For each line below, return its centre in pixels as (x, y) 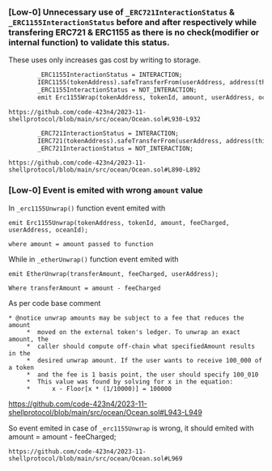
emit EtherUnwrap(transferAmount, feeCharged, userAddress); (114, 274)
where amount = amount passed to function (81, 244)
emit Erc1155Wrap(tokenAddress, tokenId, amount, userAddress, (146, 97)
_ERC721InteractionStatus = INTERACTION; (108, 133)
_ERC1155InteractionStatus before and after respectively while (133, 22)
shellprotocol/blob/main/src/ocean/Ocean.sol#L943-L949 (105, 412)
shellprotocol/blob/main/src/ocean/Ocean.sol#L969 (96, 458)
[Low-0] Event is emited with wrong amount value (106, 190)
